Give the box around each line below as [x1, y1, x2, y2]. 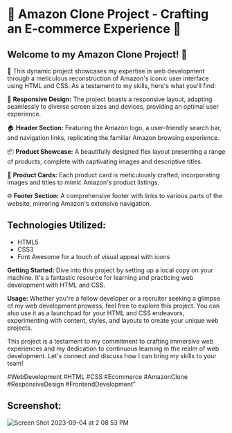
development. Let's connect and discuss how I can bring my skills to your [7, 351, 217, 360]
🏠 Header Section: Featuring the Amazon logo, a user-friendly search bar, [7, 124, 222, 132]
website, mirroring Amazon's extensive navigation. [7, 200, 152, 207]
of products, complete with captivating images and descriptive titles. [7, 157, 203, 166]
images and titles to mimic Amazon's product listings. [7, 178, 159, 186]
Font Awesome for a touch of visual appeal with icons [17, 252, 170, 260]
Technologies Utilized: [7, 220, 106, 231]
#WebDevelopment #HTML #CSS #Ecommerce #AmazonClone [7, 372, 188, 380]
